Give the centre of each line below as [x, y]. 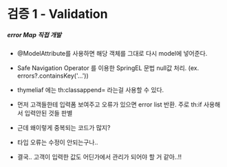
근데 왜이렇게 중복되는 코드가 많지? [64, 128]
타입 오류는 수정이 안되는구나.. [57, 142]
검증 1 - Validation [57, 14]
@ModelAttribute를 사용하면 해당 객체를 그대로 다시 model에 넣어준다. [112, 54]
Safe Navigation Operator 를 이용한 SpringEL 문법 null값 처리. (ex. [108, 68]
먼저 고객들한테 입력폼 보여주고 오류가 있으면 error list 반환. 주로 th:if [109, 104]
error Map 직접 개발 [34, 34]
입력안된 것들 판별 [48, 113]
